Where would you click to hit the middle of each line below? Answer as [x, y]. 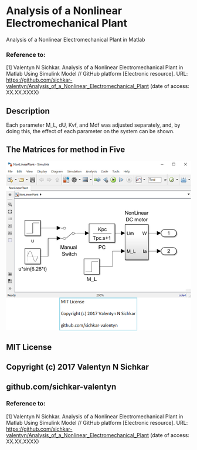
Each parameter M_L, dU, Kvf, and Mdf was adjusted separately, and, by [93, 125]
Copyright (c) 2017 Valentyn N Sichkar [78, 367]
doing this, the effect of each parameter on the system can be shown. [90, 131]
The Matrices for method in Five [66, 150]
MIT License [29, 347]
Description [28, 111]
